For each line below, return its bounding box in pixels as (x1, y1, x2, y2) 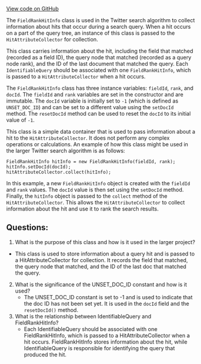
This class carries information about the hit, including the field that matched (6, 47, 194, 55)
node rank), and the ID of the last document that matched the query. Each (6, 60, 188, 67)
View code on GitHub (6, 5, 59, 12)
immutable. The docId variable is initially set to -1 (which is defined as (6, 97, 179, 104)
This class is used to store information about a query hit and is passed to (14, 250, 195, 257)
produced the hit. (23, 351, 67, 358)
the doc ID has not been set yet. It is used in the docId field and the (23, 300, 190, 307)
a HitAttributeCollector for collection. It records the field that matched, (14, 256, 188, 263)
